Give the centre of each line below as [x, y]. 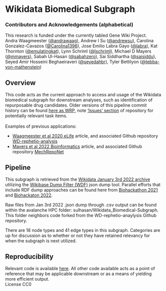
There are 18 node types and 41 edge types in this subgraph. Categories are [83, 230]
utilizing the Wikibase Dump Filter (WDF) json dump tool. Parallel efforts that [83, 185]
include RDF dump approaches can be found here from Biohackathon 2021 [82, 190]
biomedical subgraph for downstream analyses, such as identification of [79, 100]
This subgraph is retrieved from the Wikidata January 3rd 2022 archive [78, 179]
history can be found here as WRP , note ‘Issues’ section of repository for [79, 111]
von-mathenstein [23, 67]
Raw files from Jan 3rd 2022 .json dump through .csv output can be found [81, 205]
